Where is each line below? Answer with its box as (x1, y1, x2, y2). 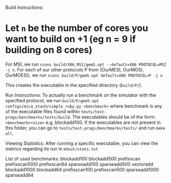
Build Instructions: (5, 5, 44, 10)
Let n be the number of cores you (5, 23, 148, 34)
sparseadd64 (5, 172, 34, 178)
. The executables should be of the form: (69, 114, 156, 120)
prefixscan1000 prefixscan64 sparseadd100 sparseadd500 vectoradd (5, 161, 154, 167)
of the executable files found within (5, 108, 80, 115)
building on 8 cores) (5, 44, 92, 56)
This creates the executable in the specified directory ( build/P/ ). (5, 82, 143, 88)
